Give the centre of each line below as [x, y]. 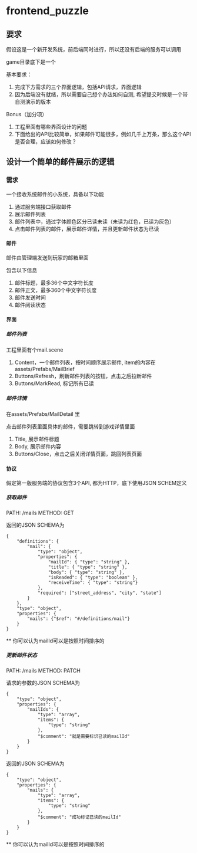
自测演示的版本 [33, 102]
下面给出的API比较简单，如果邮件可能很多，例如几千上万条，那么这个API [103, 134]
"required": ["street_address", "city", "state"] [99, 593]
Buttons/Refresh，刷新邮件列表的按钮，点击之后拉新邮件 [83, 376]
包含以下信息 [21, 270]
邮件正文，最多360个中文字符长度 [56, 290]
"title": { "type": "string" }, [88, 567]
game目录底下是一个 [31, 62]
